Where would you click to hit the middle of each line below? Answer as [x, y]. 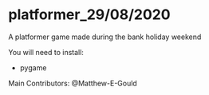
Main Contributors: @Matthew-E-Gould [73, 83]
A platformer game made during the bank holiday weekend [105, 37]
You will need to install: [46, 52]
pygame [33, 67]
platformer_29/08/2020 [89, 15]
